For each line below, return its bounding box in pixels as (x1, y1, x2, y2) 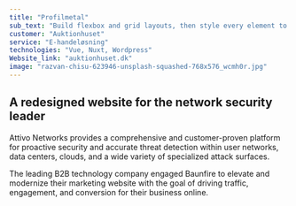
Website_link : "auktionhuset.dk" (9, 54, 133, 63)
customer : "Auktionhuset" (9, 29, 105, 38)
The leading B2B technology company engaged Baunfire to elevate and (9, 168, 270, 179)
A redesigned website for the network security (9, 95, 273, 111)
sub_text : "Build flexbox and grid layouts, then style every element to (9, 21, 288, 30)
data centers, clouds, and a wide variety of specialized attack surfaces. (9, 151, 270, 162)
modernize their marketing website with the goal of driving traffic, (9, 178, 249, 188)
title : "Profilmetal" (9, 12, 90, 22)
